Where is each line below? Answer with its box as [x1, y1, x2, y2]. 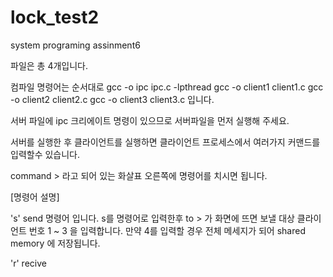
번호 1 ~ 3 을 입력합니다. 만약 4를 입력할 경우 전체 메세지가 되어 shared [28, 224, 306, 236]
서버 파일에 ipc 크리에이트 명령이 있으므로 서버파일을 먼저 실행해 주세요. [10, 114, 290, 126]
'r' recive [10, 257, 47, 269]
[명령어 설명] [10, 191, 60, 203]
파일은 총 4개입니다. [10, 59, 88, 71]
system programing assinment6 [10, 39, 141, 51]
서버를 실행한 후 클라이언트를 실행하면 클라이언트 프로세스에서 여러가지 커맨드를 [10, 136, 321, 148]
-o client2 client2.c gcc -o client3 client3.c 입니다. [10, 93, 215, 105]
